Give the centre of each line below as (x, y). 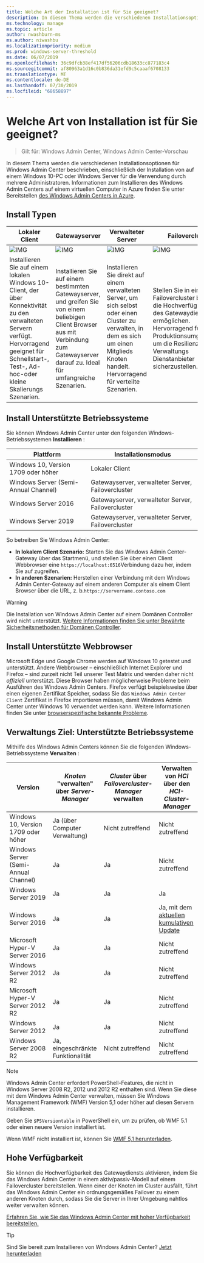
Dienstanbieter (174, 358)
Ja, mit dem (175, 908)
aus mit (66, 332)
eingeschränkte (75, 1048)
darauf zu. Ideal (78, 362)
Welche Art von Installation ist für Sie (102, 122)
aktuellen (172, 915)
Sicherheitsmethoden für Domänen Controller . (64, 627)
